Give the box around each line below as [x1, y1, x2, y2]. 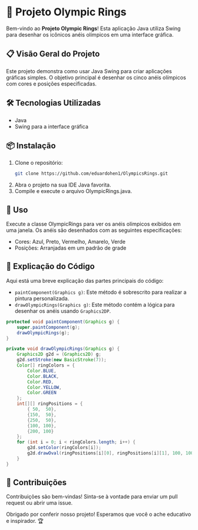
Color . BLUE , [27, 368, 57, 374]
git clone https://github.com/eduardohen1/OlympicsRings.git [14, 171, 169, 176]
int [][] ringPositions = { [16, 401, 83, 407]
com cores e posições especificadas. [6, 80, 97, 87]
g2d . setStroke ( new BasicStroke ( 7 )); [16, 357, 107, 363]
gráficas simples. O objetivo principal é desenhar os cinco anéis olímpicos [6, 74, 187, 81]
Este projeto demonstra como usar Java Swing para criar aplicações [6, 67, 172, 74]
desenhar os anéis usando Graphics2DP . [14, 307, 111, 315]
